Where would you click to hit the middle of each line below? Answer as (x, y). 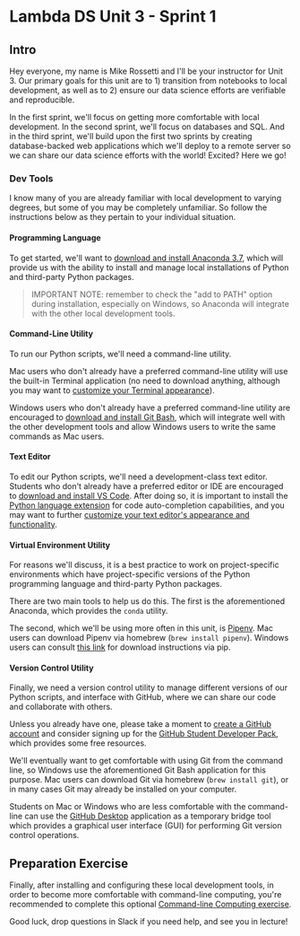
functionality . (34, 524)
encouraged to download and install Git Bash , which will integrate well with (147, 417)
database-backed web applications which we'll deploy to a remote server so (150, 146)
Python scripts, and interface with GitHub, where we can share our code (142, 697)
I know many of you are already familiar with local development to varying (146, 198)
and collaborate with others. (61, 707)
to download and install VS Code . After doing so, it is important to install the (149, 495)
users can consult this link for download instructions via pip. (120, 647)
